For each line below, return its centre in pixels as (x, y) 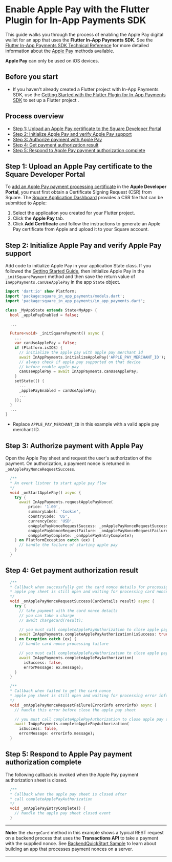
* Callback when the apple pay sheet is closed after (68, 794)
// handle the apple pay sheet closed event (63, 813)
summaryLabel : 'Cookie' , (55, 512)
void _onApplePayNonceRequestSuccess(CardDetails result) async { (82, 601)
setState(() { (29, 381)
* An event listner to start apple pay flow (58, 483)
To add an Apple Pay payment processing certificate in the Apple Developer (86, 187)
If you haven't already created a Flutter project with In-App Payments (85, 89)
